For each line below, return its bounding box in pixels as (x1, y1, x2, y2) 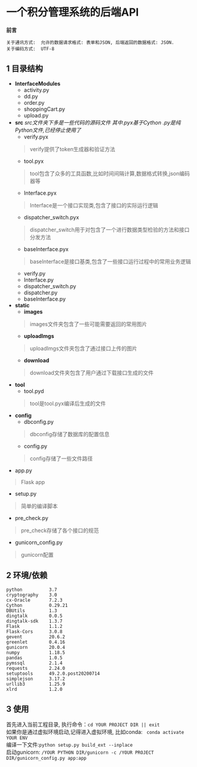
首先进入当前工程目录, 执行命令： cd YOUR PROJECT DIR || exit (6, 721, 160, 728)
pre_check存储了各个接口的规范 (20, 527, 100, 534)
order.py (23, 99, 45, 106)
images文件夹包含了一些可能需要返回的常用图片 (29, 320, 147, 327)
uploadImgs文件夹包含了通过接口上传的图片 (29, 345, 137, 352)
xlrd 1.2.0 (6, 686, 63, 692)
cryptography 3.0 (6, 591, 58, 598)
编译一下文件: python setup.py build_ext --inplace (6, 741, 133, 748)
